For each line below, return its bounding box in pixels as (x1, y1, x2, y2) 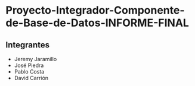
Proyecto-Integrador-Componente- (5, 4, 185, 17)
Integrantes (5, 40, 50, 50)
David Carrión (14, 75, 49, 81)
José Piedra (14, 62, 44, 69)
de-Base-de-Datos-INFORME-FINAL (5, 16, 189, 30)
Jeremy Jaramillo (14, 56, 57, 62)
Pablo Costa (14, 68, 45, 75)
